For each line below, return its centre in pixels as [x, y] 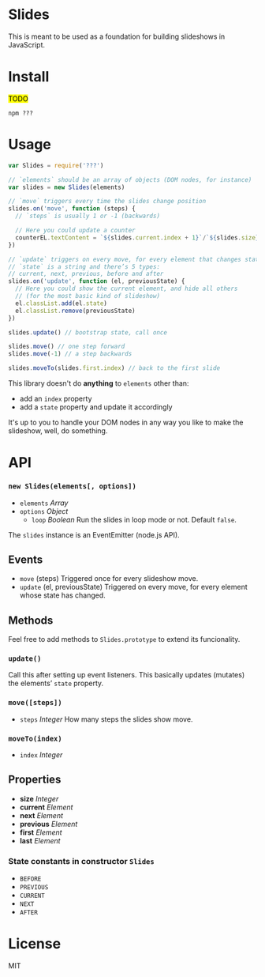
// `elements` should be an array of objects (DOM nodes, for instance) [130, 179]
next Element [41, 815]
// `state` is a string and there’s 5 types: [84, 266]
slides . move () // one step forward [67, 347]
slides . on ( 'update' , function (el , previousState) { [97, 281]
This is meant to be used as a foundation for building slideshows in [117, 36]
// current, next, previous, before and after [86, 274]
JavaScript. [27, 44]
